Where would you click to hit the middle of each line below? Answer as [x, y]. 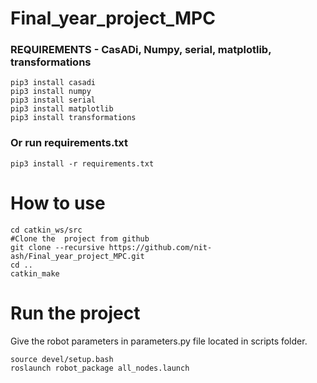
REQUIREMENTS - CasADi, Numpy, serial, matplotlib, [141, 50]
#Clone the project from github [80, 238]
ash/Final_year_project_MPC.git [77, 256]
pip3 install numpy [51, 92]
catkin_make [35, 273]
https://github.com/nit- [160, 247]
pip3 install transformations [73, 118]
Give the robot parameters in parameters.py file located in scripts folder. [159, 341]
